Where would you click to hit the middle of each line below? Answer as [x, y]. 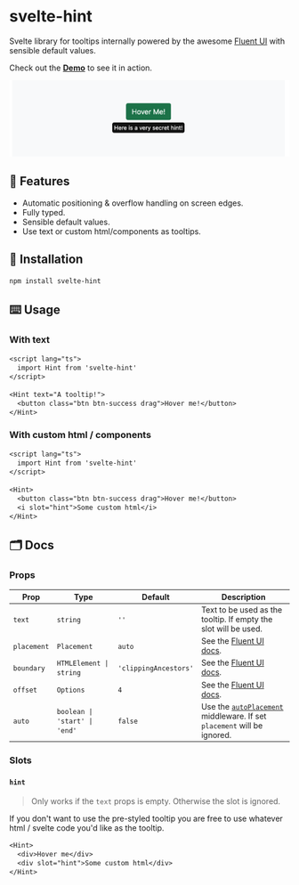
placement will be [232, 725]
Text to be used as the [242, 609]
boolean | [75, 712]
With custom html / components [80, 435]
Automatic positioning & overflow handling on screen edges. [133, 203]
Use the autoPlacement [242, 706]
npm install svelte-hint [55, 281]
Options [71, 690]
